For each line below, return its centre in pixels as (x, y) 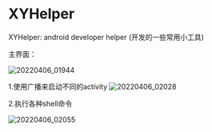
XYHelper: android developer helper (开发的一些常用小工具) (106, 37)
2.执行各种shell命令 (40, 103)
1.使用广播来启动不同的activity (58, 86)
